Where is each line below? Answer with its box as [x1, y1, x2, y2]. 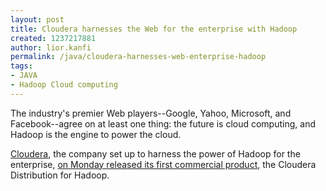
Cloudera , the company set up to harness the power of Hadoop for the [10, 147, 301, 160]
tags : [10, 61, 33, 71]
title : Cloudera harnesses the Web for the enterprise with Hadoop [10, 24, 298, 34]
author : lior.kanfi [10, 42, 92, 53]
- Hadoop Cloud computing [10, 80, 118, 90]
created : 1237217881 [10, 33, 97, 43]
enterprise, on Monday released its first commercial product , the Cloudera [10, 158, 317, 170]
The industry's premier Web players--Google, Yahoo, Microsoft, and [10, 107, 292, 119]
